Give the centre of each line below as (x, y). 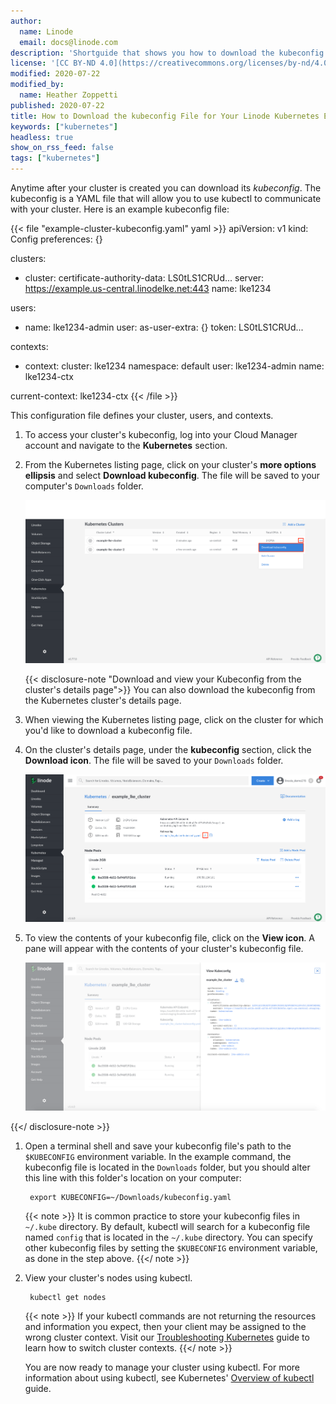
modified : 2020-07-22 (55, 74)
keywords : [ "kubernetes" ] (64, 126)
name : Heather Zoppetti (68, 95)
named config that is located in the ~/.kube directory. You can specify (168, 1237)
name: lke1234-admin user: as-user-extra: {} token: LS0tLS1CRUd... (164, 327)
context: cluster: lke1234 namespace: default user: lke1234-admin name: (174, 366)
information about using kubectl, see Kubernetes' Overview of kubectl (169, 1377)
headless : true (42, 137)
